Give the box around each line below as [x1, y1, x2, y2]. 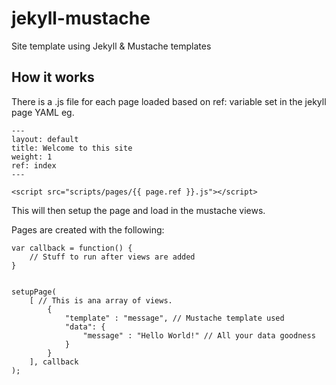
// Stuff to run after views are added [29, 252, 196, 262]
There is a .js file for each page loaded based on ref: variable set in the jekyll [11, 95, 327, 107]
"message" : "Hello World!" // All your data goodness [82, 330, 316, 341]
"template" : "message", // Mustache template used [64, 313, 285, 323]
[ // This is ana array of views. [29, 295, 173, 306]
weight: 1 [11, 152, 53, 162]
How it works [11, 69, 95, 86]
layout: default [11, 134, 79, 144]
